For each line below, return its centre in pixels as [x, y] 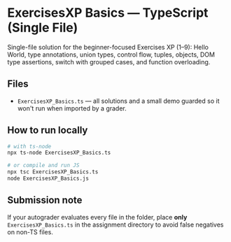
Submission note [45, 200]
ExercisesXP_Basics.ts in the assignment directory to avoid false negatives [115, 225]
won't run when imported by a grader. [72, 108]
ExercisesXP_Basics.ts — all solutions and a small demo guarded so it [118, 101]
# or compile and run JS [43, 166]
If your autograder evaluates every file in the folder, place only [97, 217]
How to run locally [48, 130]
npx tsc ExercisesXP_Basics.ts [53, 172]
